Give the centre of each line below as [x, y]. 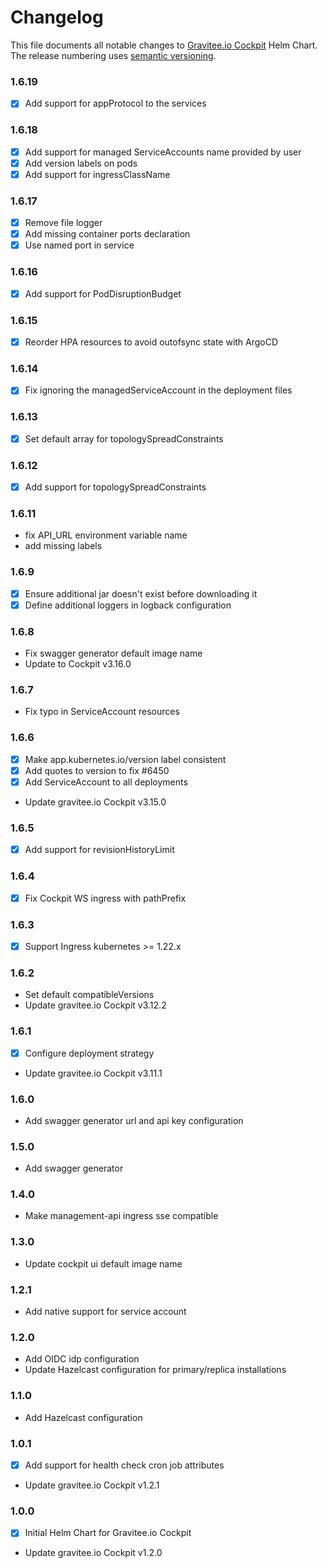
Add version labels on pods [81, 163]
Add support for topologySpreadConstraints [115, 487]
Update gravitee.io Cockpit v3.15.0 [95, 802]
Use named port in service [79, 245]
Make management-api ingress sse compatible [121, 1216]
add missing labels [63, 546]
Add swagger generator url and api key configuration [134, 1120]
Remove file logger [63, 223]
